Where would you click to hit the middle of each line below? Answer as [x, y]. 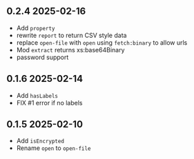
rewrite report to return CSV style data [71, 35]
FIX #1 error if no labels [49, 103]
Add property [36, 28]
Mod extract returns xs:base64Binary [70, 50]
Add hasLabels [37, 95]
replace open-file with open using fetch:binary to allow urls [102, 42]
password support [42, 57]
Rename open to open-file [54, 148]
